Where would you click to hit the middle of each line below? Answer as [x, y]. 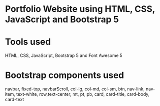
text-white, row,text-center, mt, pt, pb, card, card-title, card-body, [83, 94]
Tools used [28, 42]
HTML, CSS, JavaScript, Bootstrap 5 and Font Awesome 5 [64, 55]
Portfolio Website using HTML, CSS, [80, 9]
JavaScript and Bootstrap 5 [62, 19]
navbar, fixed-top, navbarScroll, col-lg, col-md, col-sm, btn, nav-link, [75, 89]
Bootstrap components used [64, 75]
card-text [15, 100]
